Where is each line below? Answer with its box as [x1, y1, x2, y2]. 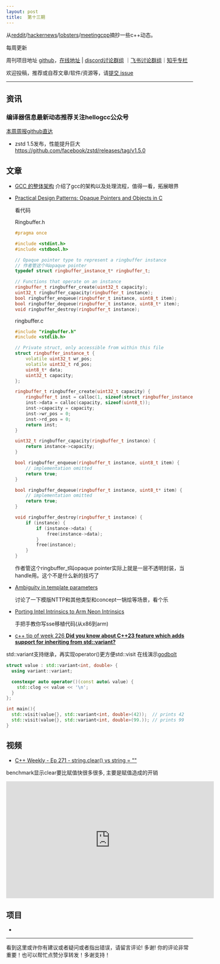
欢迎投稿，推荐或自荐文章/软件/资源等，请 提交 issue [6, 69, 133, 76]
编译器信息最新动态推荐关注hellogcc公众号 [6, 113, 129, 121]
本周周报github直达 [6, 128, 53, 135]
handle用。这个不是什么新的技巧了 [14, 572, 100, 579]
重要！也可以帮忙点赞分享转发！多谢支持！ [6, 952, 110, 959]
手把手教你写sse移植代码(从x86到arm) [14, 620, 109, 627]
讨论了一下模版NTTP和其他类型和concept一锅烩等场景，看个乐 [14, 596, 169, 603]
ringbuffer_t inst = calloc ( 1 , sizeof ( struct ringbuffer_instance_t [25, 394, 199, 400]
